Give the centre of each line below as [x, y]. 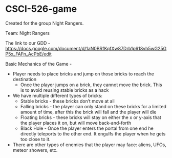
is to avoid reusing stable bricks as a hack [64, 90]
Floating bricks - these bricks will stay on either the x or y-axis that [91, 117]
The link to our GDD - [28, 43]
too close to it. [35, 139]
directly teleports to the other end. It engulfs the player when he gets [93, 133]
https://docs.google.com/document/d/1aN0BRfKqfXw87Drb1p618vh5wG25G [86, 48]
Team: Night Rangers [28, 33]
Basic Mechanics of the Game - [39, 64]
